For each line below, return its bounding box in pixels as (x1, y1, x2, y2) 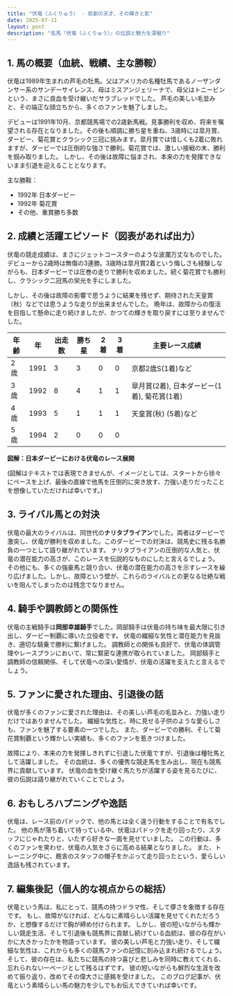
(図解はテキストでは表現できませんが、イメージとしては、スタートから (7, 469, 209, 477)
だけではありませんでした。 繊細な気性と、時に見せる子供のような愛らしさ (7, 717, 221, 725)
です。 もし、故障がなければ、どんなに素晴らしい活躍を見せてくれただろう (7, 911, 221, 919)
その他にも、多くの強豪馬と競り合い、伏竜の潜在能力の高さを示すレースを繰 (7, 563, 225, 571)
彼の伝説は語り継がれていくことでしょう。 (7, 775, 128, 783)
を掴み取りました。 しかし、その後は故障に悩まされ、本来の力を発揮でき (7, 152, 216, 161)
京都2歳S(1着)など (131, 363, 193, 373)
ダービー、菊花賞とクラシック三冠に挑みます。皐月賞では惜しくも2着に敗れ (7, 135, 223, 143)
